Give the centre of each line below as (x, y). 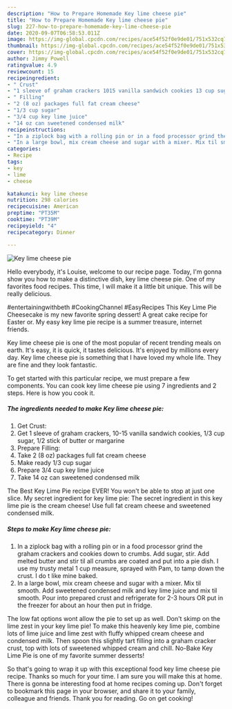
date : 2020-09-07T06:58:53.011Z (54, 33)
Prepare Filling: (39, 448)
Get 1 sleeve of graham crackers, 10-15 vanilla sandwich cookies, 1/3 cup (121, 433)
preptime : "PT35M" (33, 213)
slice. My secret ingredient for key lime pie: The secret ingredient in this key (115, 498)
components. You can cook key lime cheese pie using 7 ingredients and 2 (112, 385)
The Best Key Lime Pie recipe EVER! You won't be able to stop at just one (111, 491)
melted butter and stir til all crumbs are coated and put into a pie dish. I (118, 561)
